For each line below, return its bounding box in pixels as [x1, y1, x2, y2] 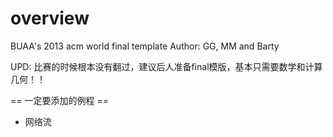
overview [10, 7, 90, 30]
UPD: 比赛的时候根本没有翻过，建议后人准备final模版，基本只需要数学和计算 [10, 60, 323, 72]
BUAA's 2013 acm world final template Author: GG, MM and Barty [10, 40, 280, 52]
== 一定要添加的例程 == [10, 94, 109, 106]
